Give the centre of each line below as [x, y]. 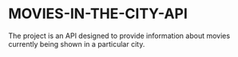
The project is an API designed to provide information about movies [119, 36]
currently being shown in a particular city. [77, 44]
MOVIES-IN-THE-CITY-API [98, 14]
